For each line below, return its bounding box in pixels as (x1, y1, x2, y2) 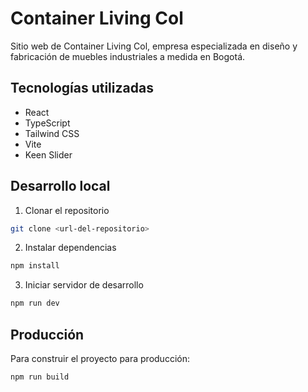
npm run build (10, 372, 70, 382)
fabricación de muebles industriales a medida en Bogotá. (10, 50, 246, 62)
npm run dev (10, 298, 60, 309)
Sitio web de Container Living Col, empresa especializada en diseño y (10, 40, 298, 52)
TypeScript (24, 117, 71, 129)
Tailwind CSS (24, 127, 80, 139)
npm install (10, 261, 60, 271)
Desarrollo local (10, 178, 111, 195)
